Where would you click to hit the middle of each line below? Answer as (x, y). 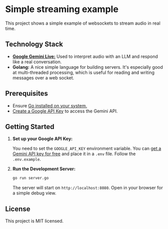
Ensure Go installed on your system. (50, 105)
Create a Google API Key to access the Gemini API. (65, 111)
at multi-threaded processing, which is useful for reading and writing (83, 72)
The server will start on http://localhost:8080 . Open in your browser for (88, 188)
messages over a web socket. (43, 78)
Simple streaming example (62, 9)
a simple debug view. (34, 193)
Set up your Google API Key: (42, 139)
